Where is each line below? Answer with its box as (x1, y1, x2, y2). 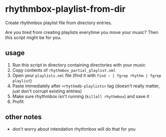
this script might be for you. (5, 34, 62, 40)
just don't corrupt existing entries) (12, 88, 82, 94)
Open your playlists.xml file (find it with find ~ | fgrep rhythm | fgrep (12, 72, 162, 78)
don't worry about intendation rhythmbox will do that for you (12, 126, 136, 132)
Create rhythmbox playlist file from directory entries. (5, 20, 112, 26)
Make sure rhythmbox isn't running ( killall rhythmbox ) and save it (12, 93, 150, 99)
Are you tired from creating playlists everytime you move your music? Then (5, 29, 159, 35)
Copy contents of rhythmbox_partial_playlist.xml (12, 67, 116, 73)
